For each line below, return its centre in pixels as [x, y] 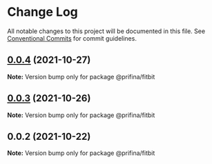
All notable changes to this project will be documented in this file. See [106, 31]
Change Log [42, 12]
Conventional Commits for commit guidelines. [72, 38]
